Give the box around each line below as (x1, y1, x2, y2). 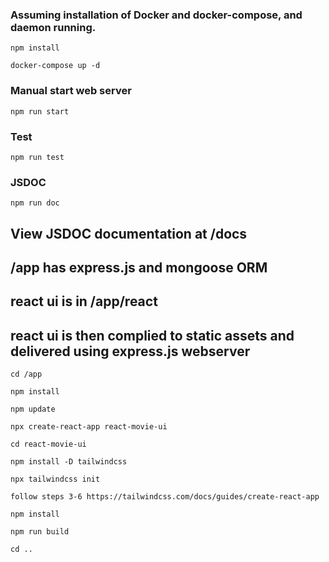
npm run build (10, 527, 70, 537)
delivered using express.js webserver (10, 343, 251, 360)
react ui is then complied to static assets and (10, 327, 295, 344)
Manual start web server (10, 84, 132, 98)
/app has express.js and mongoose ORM (10, 259, 268, 276)
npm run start (10, 106, 70, 117)
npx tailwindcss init (10, 474, 101, 485)
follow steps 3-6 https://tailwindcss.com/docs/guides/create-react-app (10, 492, 320, 502)
